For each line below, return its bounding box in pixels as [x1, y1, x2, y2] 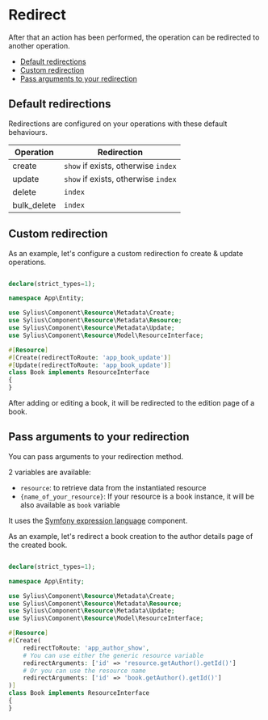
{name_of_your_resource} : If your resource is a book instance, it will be [19, 491, 254, 501]
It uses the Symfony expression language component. [8, 516, 188, 525]
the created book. [8, 540, 68, 549]
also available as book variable [19, 499, 121, 510]
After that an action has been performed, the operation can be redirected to [8, 32, 260, 42]
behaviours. [8, 127, 48, 137]
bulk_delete [12, 200, 57, 211]
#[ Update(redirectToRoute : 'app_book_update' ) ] [8, 361, 172, 369]
